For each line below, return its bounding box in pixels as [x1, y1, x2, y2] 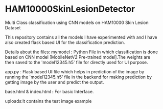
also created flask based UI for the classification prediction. [5, 39, 125, 45]
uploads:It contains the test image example [5, 98, 92, 104]
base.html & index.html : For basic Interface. [5, 88, 94, 94]
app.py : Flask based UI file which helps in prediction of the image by [5, 68, 144, 74]
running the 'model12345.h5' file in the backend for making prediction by [5, 74, 152, 80]
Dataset [5, 24, 21, 30]
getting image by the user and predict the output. [5, 79, 104, 85]
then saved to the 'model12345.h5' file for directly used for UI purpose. [5, 59, 148, 65]
